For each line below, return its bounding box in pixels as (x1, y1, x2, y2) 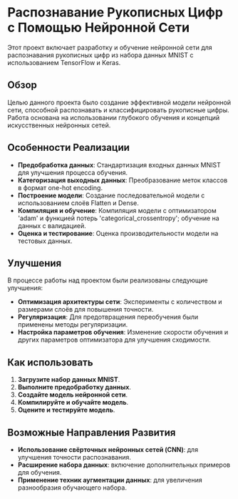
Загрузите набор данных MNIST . (17, 375, 120, 384)
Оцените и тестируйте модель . (17, 405, 115, 415)
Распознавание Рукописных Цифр (7, 4, 223, 21)
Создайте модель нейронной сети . (17, 390, 128, 399)
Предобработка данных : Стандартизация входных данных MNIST (17, 160, 221, 169)
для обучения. (17, 468, 62, 476)
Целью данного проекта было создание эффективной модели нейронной (7, 98, 232, 107)
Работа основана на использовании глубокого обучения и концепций (7, 113, 220, 122)
